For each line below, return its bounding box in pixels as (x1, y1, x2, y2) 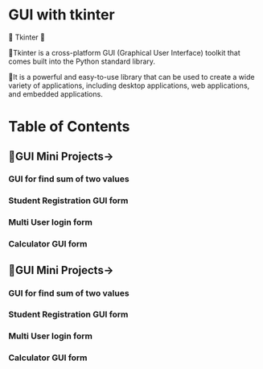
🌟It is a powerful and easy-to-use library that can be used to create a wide (8, 72, 255, 81)
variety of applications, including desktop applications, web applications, (8, 81, 250, 90)
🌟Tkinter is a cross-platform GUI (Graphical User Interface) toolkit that (8, 48, 240, 57)
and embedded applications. (8, 89, 103, 98)
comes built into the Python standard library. (8, 56, 155, 66)
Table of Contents (8, 118, 130, 136)
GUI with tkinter (8, 6, 115, 24)
